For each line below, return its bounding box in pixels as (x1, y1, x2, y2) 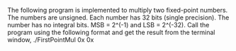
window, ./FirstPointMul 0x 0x (7, 36, 94, 44)
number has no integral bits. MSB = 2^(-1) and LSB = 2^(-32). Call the (7, 21, 210, 29)
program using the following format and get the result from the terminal (7, 28, 215, 36)
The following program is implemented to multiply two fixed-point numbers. (7, 6, 228, 14)
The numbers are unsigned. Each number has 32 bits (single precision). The (7, 13, 230, 22)
